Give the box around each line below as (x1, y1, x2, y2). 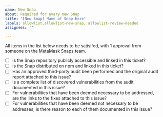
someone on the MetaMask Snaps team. (5, 48, 86, 54)
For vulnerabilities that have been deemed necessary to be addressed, (12, 90, 154, 96)
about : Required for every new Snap (5, 12, 80, 17)
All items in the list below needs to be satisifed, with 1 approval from (5, 43, 142, 49)
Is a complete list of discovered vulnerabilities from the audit (12, 79, 134, 85)
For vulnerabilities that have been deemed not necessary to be (12, 100, 138, 106)
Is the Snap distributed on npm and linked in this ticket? (12, 63, 123, 69)
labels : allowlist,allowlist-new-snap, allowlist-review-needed (5, 20, 139, 26)
